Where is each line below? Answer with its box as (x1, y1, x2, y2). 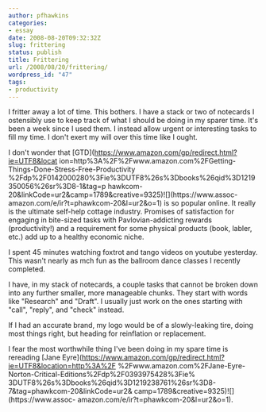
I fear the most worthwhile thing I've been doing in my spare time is (8, 345, 229, 354)
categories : (8, 19, 48, 27)
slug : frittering (8, 41, 66, 49)
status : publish (8, 48, 62, 56)
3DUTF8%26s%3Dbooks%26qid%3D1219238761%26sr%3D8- (8, 378, 217, 387)
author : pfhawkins (8, 11, 69, 20)
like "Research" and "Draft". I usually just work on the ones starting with (8, 297, 244, 306)
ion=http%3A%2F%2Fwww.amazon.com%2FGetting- (59, 156, 237, 166)
